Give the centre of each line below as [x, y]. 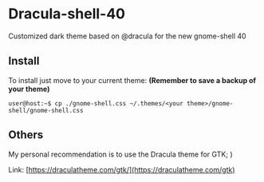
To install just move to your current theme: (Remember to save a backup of [132, 80]
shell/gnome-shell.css [46, 110]
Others [26, 135]
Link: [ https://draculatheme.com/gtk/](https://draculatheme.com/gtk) [122, 169]
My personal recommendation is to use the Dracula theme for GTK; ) [120, 154]
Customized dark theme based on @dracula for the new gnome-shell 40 [127, 36]
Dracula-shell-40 [67, 14]
